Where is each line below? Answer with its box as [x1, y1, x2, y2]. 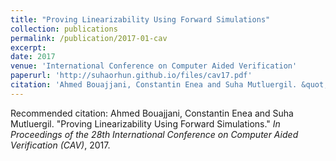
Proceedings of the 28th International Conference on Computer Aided [10, 128, 299, 140]
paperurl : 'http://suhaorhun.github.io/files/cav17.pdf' [10, 71, 253, 81]
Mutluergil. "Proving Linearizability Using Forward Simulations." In [10, 117, 281, 130]
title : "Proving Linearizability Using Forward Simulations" [10, 14, 271, 25]
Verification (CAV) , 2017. [10, 139, 111, 151]
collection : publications [10, 24, 118, 34]
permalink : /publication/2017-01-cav [10, 33, 168, 43]
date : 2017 [10, 52, 56, 62]
